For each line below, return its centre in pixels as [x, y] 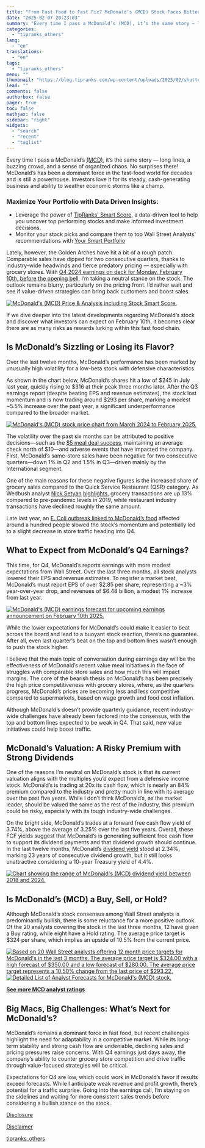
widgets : [17, 126]
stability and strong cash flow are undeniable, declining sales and [102, 1046]
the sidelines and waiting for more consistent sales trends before [88, 1097]
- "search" [26, 131]
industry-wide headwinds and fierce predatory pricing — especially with [97, 265]
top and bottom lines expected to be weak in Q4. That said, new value [94, 722]
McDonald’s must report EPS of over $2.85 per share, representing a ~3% [99, 584]
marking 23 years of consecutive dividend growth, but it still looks [89, 855]
